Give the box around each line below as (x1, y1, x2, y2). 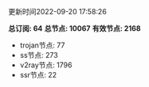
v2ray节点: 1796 (19, 60, 73, 70)
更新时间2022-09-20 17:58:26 (8, 7, 108, 16)
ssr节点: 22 (19, 70, 57, 79)
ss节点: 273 (19, 51, 58, 59)
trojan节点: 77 (19, 40, 65, 50)
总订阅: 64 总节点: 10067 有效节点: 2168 (8, 24, 141, 33)
